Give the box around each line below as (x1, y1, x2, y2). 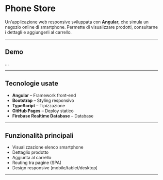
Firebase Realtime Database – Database (12, 113, 94, 119)
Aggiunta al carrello (12, 155, 52, 161)
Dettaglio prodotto (12, 149, 49, 155)
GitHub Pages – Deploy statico (12, 108, 74, 114)
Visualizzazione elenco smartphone (12, 144, 83, 150)
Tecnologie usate (5, 80, 59, 88)
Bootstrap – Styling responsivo (12, 98, 74, 103)
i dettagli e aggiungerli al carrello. (5, 29, 72, 35)
